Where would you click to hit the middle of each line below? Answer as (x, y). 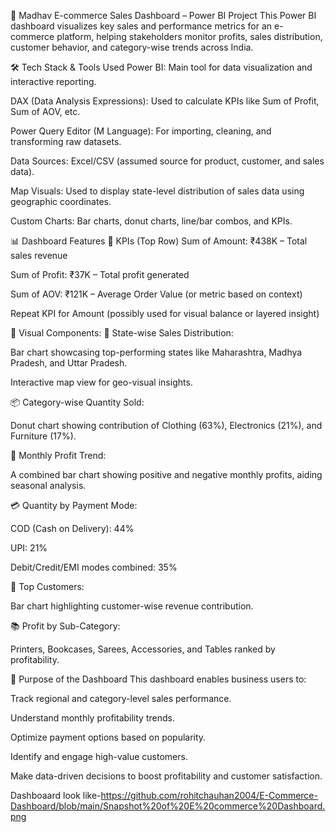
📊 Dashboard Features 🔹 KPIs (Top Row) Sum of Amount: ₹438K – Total (159, 241)
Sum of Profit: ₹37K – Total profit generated (100, 274)
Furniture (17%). (43, 436)
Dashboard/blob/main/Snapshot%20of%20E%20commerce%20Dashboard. (168, 806)
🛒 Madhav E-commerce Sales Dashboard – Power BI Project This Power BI (163, 15)
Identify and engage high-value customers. (99, 756)
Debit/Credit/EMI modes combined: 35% (94, 567)
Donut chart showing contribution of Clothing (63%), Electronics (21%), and (166, 425)
